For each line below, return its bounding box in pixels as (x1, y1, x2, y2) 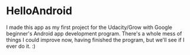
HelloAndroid (6, 4, 73, 18)
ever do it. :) (6, 43, 36, 50)
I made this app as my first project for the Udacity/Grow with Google (6, 24, 173, 31)
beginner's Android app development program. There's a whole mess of (6, 30, 182, 37)
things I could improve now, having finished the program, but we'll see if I (6, 36, 185, 43)
